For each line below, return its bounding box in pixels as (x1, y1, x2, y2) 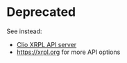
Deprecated (6, 4, 76, 20)
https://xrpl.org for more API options (16, 48, 121, 56)
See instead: (6, 27, 42, 35)
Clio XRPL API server (16, 40, 77, 48)
